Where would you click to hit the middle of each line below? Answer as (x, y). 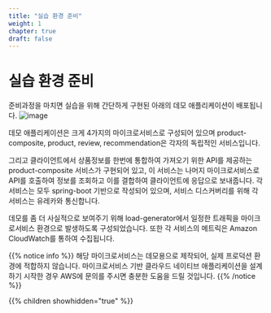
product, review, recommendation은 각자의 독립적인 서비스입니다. (154, 143)
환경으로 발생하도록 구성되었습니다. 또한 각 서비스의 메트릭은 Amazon (147, 228)
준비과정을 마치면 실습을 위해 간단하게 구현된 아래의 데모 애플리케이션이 (121, 106)
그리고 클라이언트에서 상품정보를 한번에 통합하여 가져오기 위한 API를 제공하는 (130, 160)
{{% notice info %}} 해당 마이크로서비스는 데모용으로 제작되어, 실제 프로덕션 (130, 256)
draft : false (31, 39)
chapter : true (33, 31)
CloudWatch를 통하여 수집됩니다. (62, 239)
